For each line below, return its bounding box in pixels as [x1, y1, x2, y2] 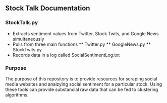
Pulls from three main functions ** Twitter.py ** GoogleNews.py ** [12, 41, 151, 47]
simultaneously [12, 36, 44, 42]
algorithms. [5, 91, 29, 97]
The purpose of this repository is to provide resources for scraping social [5, 75, 157, 82]
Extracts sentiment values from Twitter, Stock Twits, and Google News [12, 30, 159, 37]
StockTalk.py [5, 19, 38, 26]
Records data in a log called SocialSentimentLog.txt [12, 52, 120, 58]
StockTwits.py [12, 46, 42, 52]
